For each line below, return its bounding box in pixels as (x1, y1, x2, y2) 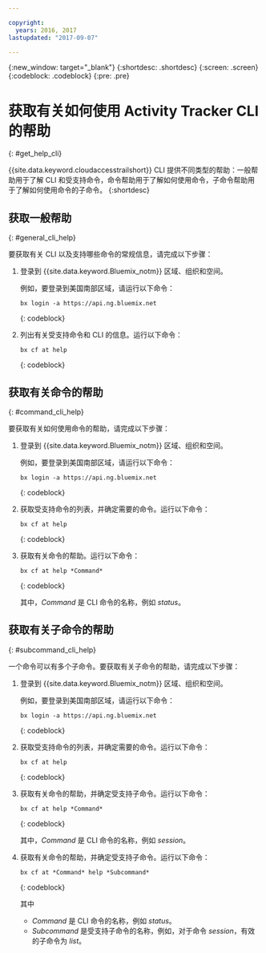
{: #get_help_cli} (8, 149, 62, 159)
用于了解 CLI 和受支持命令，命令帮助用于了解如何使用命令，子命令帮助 (14, 176, 248, 185)
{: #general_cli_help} (8, 233, 76, 243)
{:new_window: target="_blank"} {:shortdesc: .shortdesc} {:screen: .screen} (8, 63, 259, 72)
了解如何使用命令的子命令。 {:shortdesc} (14, 185, 151, 195)
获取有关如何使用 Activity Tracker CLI (8, 102, 259, 120)
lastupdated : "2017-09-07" (8, 34, 99, 42)
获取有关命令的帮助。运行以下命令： (19, 551, 140, 560)
